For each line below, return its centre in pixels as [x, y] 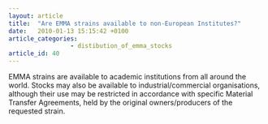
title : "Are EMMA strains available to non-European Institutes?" [125, 24]
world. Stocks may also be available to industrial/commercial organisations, [134, 85]
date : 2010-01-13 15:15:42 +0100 [69, 31]
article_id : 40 [34, 53]
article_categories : [43, 38]
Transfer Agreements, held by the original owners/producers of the [121, 103]
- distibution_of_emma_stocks [121, 46]
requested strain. [37, 111]
